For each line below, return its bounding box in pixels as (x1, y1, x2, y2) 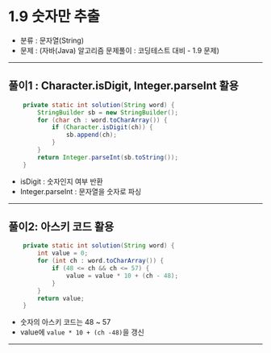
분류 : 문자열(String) (19, 35, 85, 45)
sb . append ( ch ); (65, 131, 117, 139)
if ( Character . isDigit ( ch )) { (51, 123, 153, 131)
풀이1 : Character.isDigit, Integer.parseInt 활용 (8, 79, 240, 93)
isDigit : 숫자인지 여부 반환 (19, 176, 103, 186)
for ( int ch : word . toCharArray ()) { (37, 257, 164, 265)
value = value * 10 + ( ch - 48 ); (65, 272, 179, 280)
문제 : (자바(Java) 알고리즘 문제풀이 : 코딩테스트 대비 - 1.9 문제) (19, 45, 220, 55)
